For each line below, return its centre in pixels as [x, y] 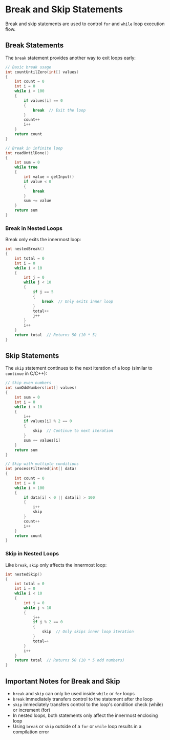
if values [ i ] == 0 [43, 101]
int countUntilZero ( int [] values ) [42, 72]
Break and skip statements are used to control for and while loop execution [85, 24]
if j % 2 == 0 [48, 622]
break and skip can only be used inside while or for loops [73, 693]
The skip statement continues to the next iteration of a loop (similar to [79, 368]
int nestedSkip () [24, 574]
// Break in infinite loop [34, 148]
